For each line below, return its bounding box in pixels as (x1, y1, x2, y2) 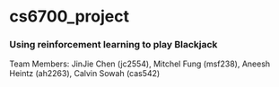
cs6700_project (9, 6, 130, 27)
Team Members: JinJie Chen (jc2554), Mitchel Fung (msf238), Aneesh (9, 58, 271, 69)
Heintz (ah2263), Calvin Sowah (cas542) (9, 68, 161, 79)
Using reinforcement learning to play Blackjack (9, 39, 218, 51)
